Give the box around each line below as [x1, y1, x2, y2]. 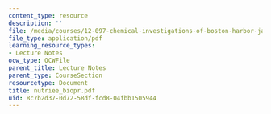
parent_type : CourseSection [8, 71, 103, 79]
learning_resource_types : [8, 42, 95, 50]
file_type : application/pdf [8, 34, 103, 43]
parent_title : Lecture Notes [8, 64, 106, 72]
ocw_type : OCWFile [8, 57, 70, 65]
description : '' [8, 19, 63, 27]
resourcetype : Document [8, 79, 89, 87]
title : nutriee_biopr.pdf [8, 86, 95, 95]
